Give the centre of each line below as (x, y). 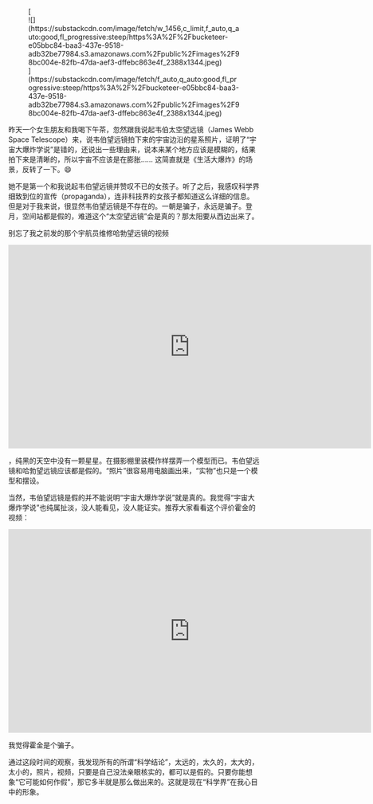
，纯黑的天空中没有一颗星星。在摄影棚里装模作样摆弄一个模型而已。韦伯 (127, 461)
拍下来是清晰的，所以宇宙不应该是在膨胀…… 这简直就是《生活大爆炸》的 (127, 159)
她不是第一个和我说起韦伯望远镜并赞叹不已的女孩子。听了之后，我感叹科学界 (134, 186)
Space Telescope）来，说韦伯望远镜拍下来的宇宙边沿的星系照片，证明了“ (129, 139)
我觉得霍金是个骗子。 (43, 745)
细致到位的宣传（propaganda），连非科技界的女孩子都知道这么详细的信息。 (131, 196)
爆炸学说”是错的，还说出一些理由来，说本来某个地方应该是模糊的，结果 (139, 149)
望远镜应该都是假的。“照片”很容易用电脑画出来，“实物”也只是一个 (143, 471)
